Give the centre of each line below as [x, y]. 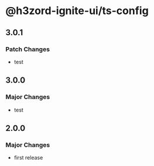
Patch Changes [28, 49]
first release [28, 158]
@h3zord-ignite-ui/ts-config [77, 11]
